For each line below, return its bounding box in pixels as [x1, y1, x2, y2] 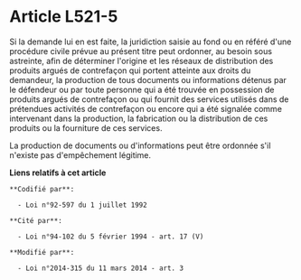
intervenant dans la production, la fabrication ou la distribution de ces [9, 113, 268, 124]
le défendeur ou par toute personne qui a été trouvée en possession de [9, 84, 275, 95]
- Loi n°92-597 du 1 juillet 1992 [17, 201, 147, 210]
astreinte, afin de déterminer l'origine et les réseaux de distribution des [9, 55, 274, 66]
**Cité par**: [9, 216, 63, 225]
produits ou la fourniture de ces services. [9, 122, 163, 133]
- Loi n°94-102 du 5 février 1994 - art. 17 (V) [17, 232, 204, 241]
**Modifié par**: [9, 247, 75, 257]
